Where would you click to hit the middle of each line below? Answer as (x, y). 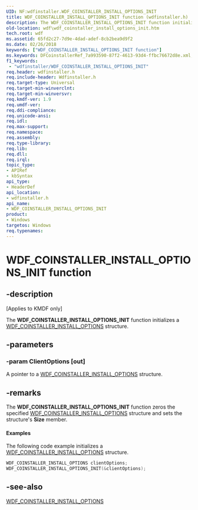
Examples (19, 433)
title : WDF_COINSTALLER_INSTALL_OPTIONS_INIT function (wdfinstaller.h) (97, 17)
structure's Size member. (37, 420)
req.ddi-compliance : (32, 110)
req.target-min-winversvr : (39, 94)
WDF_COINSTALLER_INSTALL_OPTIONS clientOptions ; (67, 463)
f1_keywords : (22, 61)
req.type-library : (29, 143)
